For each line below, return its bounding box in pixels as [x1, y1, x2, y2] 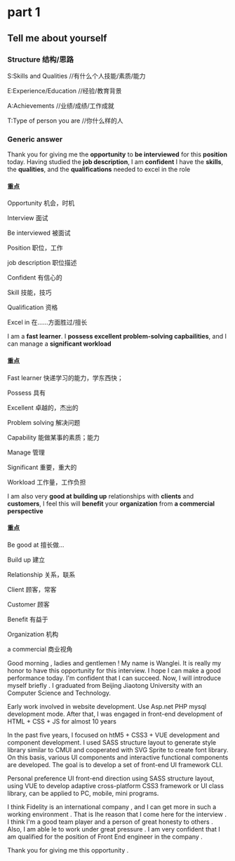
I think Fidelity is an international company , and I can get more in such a [7, 802, 217, 811]
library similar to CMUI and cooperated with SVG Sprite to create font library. [7, 745, 229, 754]
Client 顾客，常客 [7, 585, 57, 593]
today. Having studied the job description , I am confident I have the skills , [7, 158, 223, 166]
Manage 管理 [7, 448, 46, 456]
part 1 [7, 4, 41, 20]
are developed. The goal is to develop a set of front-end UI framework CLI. [7, 760, 223, 768]
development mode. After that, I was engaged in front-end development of [7, 710, 223, 718]
